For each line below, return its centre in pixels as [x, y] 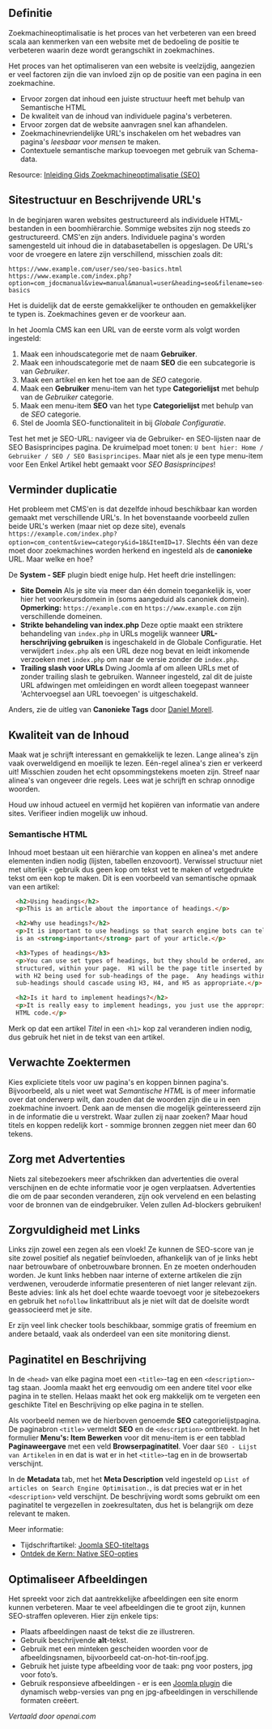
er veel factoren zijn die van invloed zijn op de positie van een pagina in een [135, 74]
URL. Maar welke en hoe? [51, 559]
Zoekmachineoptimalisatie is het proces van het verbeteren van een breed [132, 32]
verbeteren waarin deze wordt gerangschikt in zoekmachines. [112, 50]
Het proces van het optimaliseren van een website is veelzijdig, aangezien [132, 66]
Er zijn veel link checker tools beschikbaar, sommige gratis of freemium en [132, 1326]
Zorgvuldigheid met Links [74, 1230]
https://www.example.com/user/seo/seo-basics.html [96, 269]
